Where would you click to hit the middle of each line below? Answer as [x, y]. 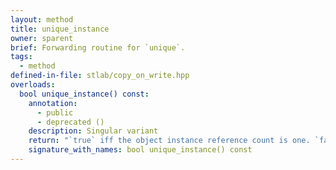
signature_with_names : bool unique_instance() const [140, 150]
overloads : [33, 85]
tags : [21, 57]
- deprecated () [70, 122]
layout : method [42, 19]
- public [55, 112]
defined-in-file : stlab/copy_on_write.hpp [100, 76]
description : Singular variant [93, 131]
